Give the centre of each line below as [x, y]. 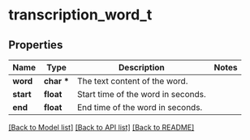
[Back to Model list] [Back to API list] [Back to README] [101, 127]
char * [56, 81]
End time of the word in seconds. [140, 107]
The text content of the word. [132, 81]
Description [142, 68]
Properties [36, 45]
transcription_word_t [80, 15]
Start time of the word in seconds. [142, 94]
